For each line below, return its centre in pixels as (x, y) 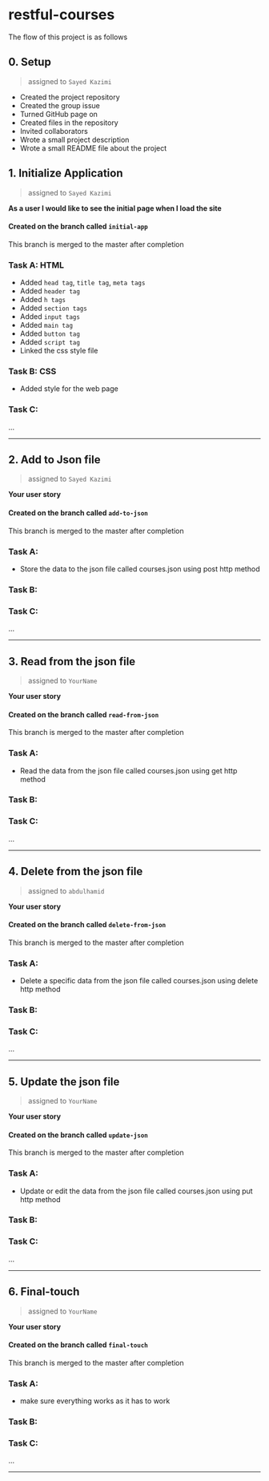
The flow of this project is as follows (68, 37)
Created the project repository (70, 97)
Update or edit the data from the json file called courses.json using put (137, 1191)
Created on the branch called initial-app (78, 227)
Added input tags (50, 317)
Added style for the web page (69, 389)
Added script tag (50, 342)
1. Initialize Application (66, 174)
